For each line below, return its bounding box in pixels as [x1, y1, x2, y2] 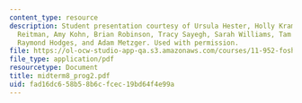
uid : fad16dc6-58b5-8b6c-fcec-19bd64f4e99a [9, 80, 175, 89]
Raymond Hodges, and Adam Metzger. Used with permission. [17, 38, 240, 47]
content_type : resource [9, 13, 99, 22]
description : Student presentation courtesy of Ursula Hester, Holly [9, 21, 276, 30]
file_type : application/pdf [9, 55, 115, 64]
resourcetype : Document [9, 64, 99, 73]
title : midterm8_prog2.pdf [9, 72, 111, 81]
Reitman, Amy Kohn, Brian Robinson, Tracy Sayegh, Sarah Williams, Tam [17, 30, 292, 39]
